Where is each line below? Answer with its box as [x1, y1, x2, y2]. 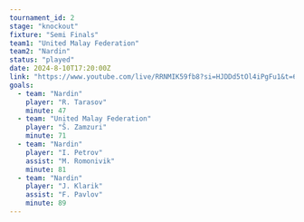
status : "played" [9, 55, 75, 64]
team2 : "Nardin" [9, 47, 71, 56]
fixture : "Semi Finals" [9, 30, 100, 39]
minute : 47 [25, 106, 67, 115]
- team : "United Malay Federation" [17, 114, 152, 123]
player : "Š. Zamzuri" [25, 123, 107, 132]
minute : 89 [25, 198, 67, 208]
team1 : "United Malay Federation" [9, 38, 140, 48]
